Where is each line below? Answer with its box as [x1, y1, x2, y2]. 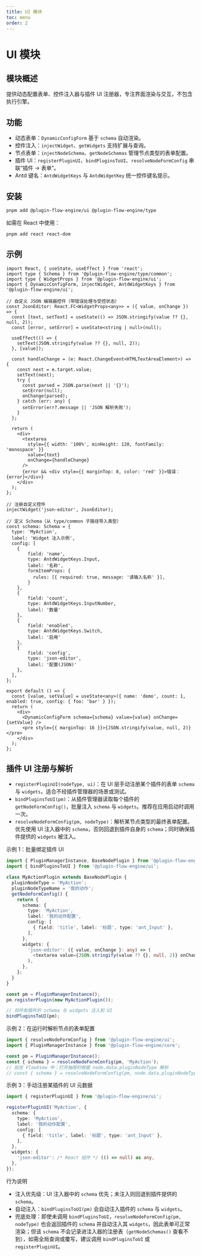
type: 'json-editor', [28, 655, 82, 661]
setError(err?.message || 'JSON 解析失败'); [22, 404, 132, 410]
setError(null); [22, 387, 63, 393]
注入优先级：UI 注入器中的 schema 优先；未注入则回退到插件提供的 [14, 1190, 178, 1197]
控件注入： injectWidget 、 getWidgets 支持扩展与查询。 [14, 142, 150, 149]
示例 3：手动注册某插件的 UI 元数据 [6, 1082, 93, 1089]
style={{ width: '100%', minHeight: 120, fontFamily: [28, 441, 165, 447]
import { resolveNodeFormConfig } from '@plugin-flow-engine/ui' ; [6, 1037, 175, 1043]
